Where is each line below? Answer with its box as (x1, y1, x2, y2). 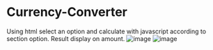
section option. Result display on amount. (6, 34, 125, 42)
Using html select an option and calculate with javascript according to (6, 27, 207, 35)
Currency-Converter (6, 4, 128, 20)
